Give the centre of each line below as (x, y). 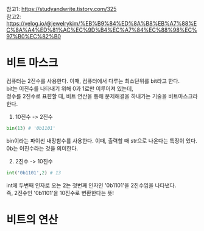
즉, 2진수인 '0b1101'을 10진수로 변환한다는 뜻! (60, 193)
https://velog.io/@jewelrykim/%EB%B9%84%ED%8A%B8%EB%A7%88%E (102, 23)
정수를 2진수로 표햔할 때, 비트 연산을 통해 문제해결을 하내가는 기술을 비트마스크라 (102, 96)
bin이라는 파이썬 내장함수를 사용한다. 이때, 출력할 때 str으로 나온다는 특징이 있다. (102, 140)
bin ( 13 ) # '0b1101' (31, 128)
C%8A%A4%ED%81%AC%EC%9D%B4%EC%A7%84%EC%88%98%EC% (102, 30)
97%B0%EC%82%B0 (34, 36)
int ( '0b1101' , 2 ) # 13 (34, 172)
